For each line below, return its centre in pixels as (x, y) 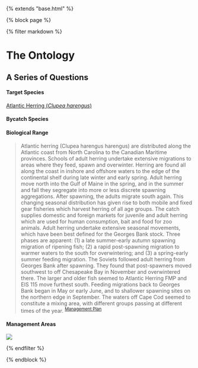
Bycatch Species (27, 119)
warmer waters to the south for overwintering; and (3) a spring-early (104, 253)
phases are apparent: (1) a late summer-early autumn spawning (98, 240)
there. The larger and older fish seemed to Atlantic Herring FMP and (104, 278)
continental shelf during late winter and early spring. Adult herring (101, 177)
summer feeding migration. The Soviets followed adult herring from (103, 259)
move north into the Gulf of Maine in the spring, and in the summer (102, 184)
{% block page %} (29, 20)
